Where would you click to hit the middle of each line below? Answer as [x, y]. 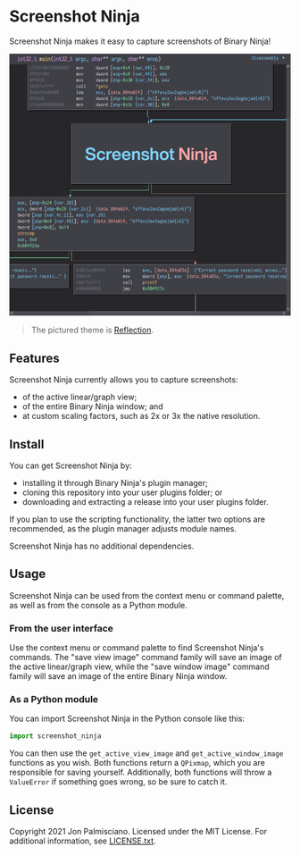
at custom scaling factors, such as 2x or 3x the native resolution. [141, 416]
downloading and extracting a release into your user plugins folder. [146, 501]
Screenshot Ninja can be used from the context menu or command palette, [147, 595]
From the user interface [62, 628]
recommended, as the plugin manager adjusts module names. [123, 528]
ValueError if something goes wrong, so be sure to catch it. [118, 782]
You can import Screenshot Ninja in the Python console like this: [127, 719]
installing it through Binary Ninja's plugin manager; [115, 482]
